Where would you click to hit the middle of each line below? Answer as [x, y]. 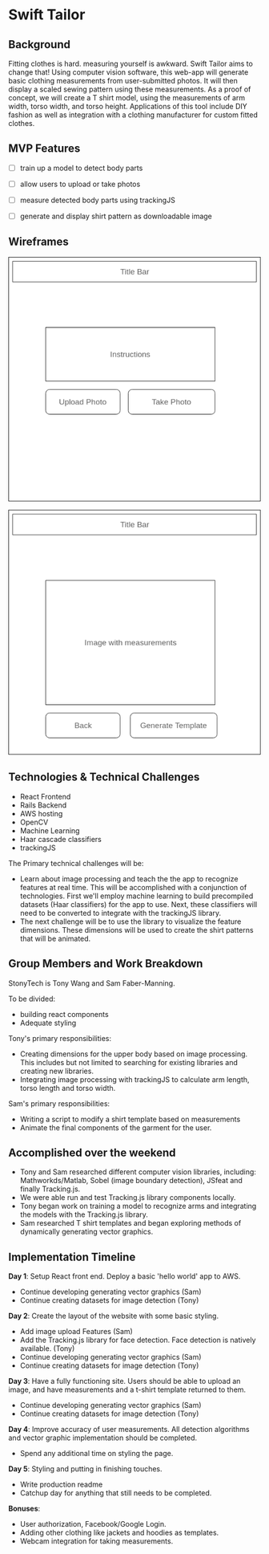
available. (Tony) [47, 1349]
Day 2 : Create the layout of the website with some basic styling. [113, 1316]
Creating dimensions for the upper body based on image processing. [134, 1054]
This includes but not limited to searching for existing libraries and [129, 1062]
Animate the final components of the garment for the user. [116, 1127]
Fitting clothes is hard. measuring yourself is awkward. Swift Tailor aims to [131, 63]
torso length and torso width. [68, 1088]
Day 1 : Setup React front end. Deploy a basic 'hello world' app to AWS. [124, 1276]
